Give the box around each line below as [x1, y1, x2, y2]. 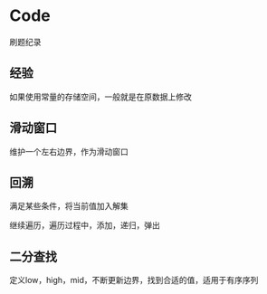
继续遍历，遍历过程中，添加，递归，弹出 [9, 220, 160, 231]
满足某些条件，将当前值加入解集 [9, 201, 129, 212]
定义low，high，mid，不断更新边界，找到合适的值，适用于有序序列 [9, 275, 259, 286]
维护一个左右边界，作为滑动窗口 [9, 146, 129, 156]
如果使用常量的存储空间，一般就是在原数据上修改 [9, 91, 192, 102]
